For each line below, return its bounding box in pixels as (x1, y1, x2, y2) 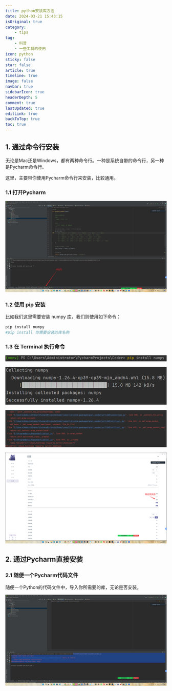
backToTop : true (5, 116, 40, 122)
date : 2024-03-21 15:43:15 (5, 13, 63, 19)
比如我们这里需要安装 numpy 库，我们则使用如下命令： (5, 313, 121, 320)
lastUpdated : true (5, 106, 45, 111)
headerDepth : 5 (5, 95, 38, 100)
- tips (14, 30, 29, 35)
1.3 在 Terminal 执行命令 (5, 343, 65, 350)
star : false (5, 62, 31, 68)
